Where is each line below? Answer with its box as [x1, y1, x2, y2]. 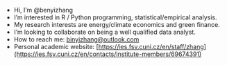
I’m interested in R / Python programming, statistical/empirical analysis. [13, 13, 217, 21]
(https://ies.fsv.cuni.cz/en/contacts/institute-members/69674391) [13, 50, 202, 58]
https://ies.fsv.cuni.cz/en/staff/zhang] [98, 43, 207, 50]
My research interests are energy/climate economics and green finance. [13, 21, 220, 28]
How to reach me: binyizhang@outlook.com [13, 35, 140, 44]
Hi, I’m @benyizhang [13, 6, 74, 14]
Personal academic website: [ [13, 43, 99, 50]
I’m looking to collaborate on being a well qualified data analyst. [13, 28, 196, 36]
